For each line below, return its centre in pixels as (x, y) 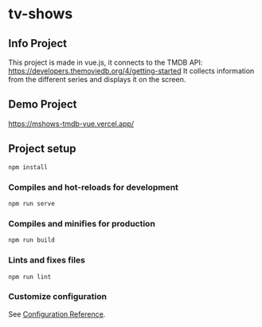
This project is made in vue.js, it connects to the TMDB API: (106, 62)
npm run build (32, 240)
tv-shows (41, 14)
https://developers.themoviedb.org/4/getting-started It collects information (131, 71)
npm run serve (32, 203)
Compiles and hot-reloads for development (94, 187)
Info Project (38, 43)
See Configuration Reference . (57, 314)
